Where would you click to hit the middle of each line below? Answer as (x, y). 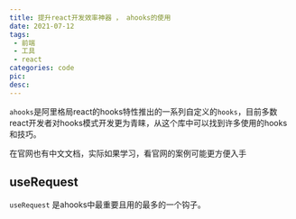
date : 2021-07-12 (42, 26)
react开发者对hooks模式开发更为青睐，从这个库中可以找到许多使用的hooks (148, 123)
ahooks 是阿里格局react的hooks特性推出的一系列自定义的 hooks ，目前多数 (143, 111)
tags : (19, 34)
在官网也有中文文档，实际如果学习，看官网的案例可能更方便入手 (128, 153)
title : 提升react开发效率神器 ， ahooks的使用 (90, 18)
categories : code (42, 68)
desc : (19, 85)
